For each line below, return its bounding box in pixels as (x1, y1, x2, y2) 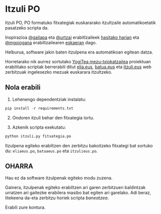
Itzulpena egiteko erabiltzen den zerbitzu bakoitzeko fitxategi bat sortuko (5, 142, 153, 148)
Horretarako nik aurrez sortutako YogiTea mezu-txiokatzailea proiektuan (5, 58, 151, 64)
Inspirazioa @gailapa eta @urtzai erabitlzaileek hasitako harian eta (5, 34, 139, 40)
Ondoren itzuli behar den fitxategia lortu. (12, 114, 95, 121)
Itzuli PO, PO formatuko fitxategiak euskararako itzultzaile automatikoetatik (5, 20, 156, 26)
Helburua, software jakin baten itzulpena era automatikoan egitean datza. (5, 49, 153, 55)
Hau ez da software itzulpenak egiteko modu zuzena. (5, 175, 113, 181)
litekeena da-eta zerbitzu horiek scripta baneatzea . (5, 195, 109, 201)
